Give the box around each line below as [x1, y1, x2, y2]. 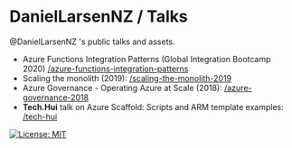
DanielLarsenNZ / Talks [9, 6, 188, 27]
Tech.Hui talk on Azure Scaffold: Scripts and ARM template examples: [22, 101, 284, 112]
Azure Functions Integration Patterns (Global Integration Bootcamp [22, 53, 271, 64]
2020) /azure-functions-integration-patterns [22, 63, 189, 74]
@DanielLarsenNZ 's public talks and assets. [9, 36, 175, 47]
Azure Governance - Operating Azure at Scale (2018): [22, 82, 223, 93]
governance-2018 [22, 92, 89, 103]
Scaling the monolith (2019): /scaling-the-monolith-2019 [22, 72, 232, 83]
